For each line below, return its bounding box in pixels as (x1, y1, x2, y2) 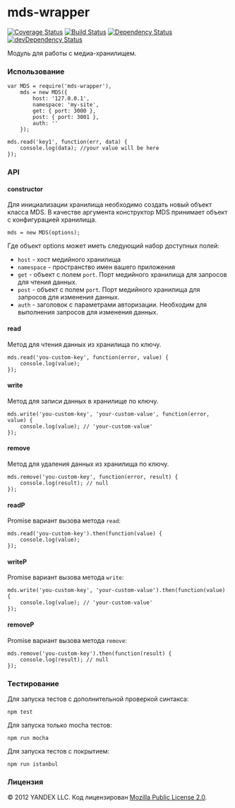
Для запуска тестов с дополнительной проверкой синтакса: (7, 695, 189, 703)
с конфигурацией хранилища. (7, 215, 97, 224)
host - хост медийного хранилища (17, 256, 121, 264)
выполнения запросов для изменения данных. (17, 308, 159, 317)
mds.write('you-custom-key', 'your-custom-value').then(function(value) (7, 587, 226, 594)
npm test (7, 708, 33, 715)
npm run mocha (7, 734, 49, 741)
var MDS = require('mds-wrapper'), (7, 83, 112, 90)
